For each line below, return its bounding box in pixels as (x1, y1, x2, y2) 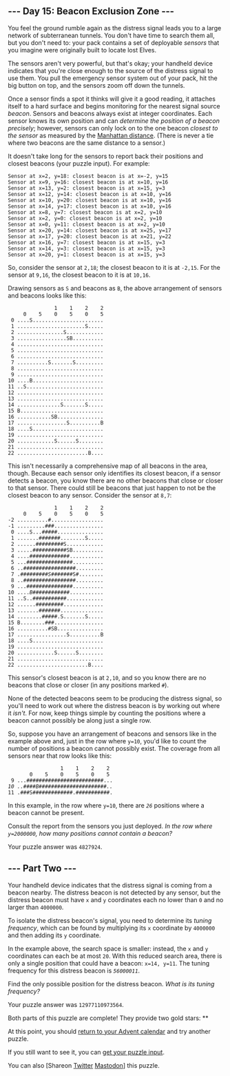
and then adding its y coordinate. (8, 931, 101, 939)
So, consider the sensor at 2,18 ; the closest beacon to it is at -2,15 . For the (8, 263, 221, 271)
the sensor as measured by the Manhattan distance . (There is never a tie (8, 131, 214, 139)
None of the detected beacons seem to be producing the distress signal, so (8, 694, 222, 703)
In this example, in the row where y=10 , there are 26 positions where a (8, 801, 205, 810)
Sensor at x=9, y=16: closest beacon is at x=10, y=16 (8, 179, 169, 186)
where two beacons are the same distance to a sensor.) (8, 138, 166, 147)
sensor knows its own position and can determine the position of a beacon (8, 117, 220, 125)
